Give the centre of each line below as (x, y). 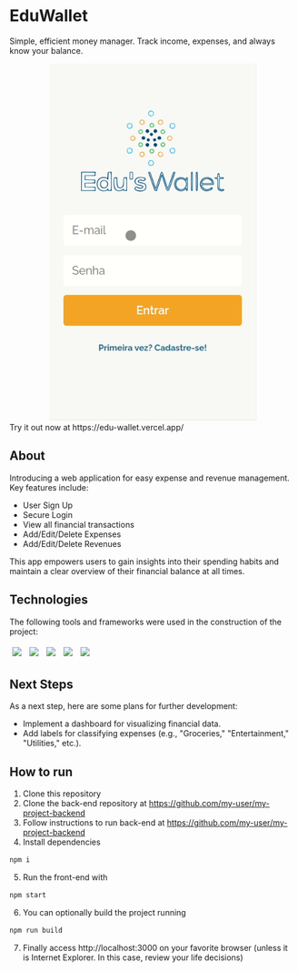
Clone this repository (62, 794)
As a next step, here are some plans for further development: (124, 706)
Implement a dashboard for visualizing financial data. (121, 724)
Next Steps (41, 684)
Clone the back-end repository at (84, 804)
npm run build (36, 930)
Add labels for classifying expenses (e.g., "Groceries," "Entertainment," (155, 734)
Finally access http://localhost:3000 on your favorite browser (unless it (155, 947)
